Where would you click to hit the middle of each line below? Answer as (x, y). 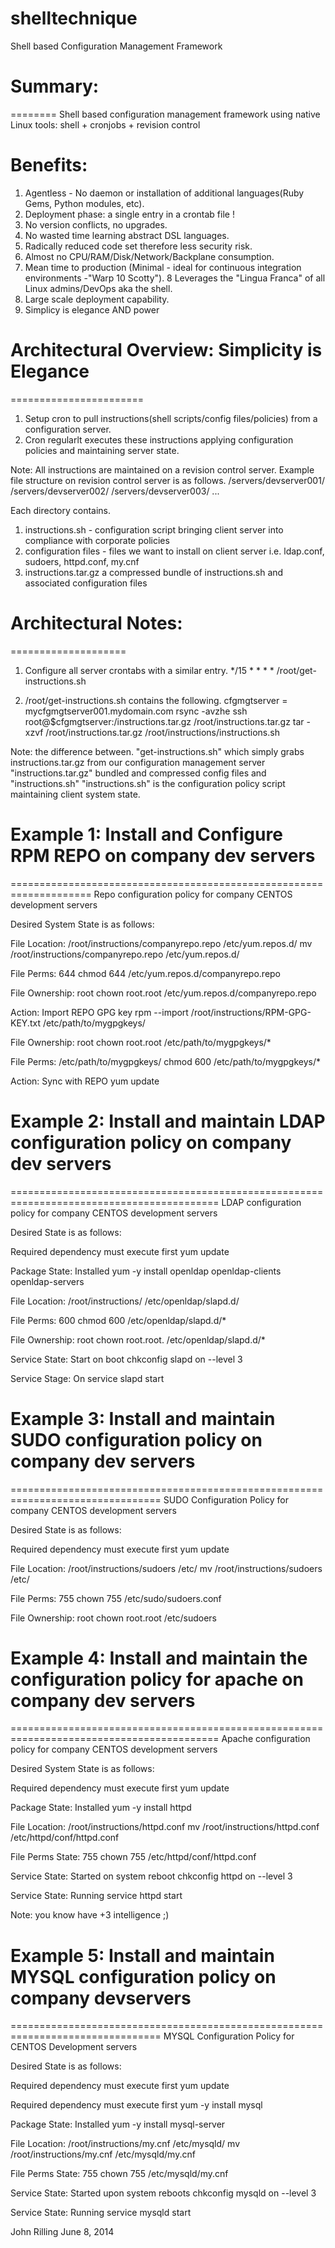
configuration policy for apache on (157, 1679)
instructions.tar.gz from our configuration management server (138, 762)
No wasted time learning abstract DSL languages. (127, 235)
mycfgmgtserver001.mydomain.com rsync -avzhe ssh (136, 711)
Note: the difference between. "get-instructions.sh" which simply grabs (157, 751)
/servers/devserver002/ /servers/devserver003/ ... (115, 491)
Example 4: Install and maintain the (159, 1658)
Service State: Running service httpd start (96, 1896)
